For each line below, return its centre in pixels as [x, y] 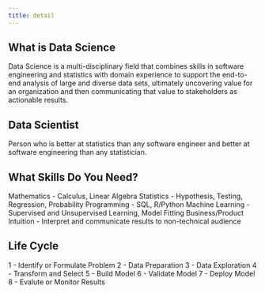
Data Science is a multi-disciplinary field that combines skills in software [126, 66]
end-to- [235, 75]
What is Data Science [62, 48]
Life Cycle [34, 246]
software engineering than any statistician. [78, 152]
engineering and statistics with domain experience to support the [114, 75]
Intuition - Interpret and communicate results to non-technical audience [125, 221]
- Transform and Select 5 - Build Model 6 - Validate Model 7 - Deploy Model [132, 273]
